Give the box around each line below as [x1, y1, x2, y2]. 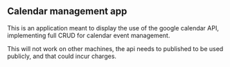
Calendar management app [7, 6, 127, 17]
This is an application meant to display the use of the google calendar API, [7, 23, 220, 32]
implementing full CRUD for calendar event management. [7, 31, 170, 39]
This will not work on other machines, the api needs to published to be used [7, 44, 224, 52]
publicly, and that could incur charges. [7, 52, 116, 60]
